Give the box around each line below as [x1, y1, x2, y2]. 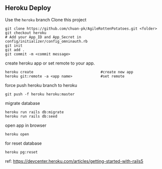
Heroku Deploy [5, 4, 51, 12]
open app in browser [5, 122, 47, 128]
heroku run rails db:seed [5, 114, 57, 118]
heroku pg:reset [5, 150, 38, 154]
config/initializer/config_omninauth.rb [5, 39, 88, 44]
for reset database [5, 140, 42, 146]
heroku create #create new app [5, 69, 133, 74]
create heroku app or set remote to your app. [5, 60, 95, 66]
